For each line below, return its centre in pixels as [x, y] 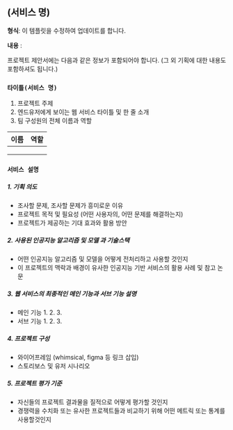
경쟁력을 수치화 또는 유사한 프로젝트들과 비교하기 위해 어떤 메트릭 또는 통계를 [121, 411]
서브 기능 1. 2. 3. [40, 321]
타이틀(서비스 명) [32, 88]
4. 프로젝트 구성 [29, 338]
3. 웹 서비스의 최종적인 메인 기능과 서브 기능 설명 [72, 294]
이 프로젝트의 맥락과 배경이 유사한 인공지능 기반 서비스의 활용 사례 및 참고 [116, 267]
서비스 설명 [23, 170]
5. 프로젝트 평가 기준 [35, 383]
